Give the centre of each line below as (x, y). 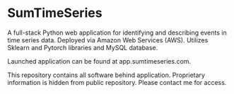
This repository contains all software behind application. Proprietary (106, 75)
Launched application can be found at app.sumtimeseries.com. (99, 61)
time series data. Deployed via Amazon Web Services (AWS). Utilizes (108, 40)
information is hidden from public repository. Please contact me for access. (117, 82)
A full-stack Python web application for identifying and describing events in (117, 33)
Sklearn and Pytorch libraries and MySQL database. (83, 47)
